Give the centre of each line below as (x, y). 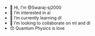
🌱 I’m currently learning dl (36, 18)
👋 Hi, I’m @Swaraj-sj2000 (36, 8)
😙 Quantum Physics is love (37, 28)
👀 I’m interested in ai (30, 13)
